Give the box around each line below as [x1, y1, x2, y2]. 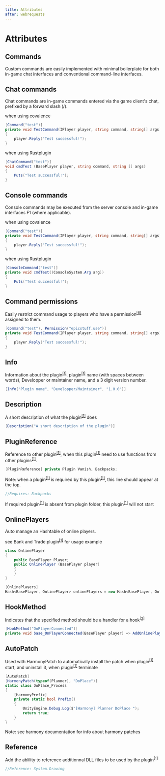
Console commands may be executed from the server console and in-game [5, 204, 158, 210]
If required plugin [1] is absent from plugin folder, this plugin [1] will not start [5, 500, 154, 507]
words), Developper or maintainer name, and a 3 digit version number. [5, 377, 147, 383]
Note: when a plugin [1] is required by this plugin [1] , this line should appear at [5, 476, 159, 482]
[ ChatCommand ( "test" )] [5, 159, 52, 164]
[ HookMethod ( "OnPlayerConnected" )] [5, 626, 78, 631]
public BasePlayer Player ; [14, 557, 69, 562]
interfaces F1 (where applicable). [5, 209, 71, 215]
